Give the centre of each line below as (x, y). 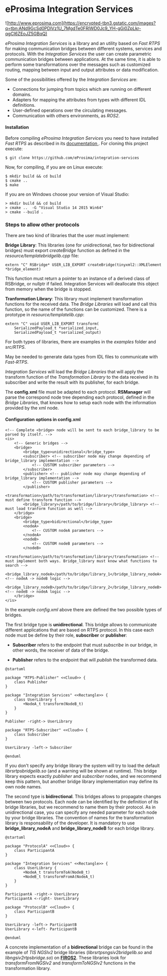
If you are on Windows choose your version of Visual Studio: (67, 194)
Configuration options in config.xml (43, 420)
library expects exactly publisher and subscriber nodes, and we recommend (83, 776)
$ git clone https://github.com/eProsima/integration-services (72, 158)
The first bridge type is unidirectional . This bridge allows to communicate (81, 624)
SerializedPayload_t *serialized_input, (57, 328)
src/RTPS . (15, 347)
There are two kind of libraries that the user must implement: (67, 236)
